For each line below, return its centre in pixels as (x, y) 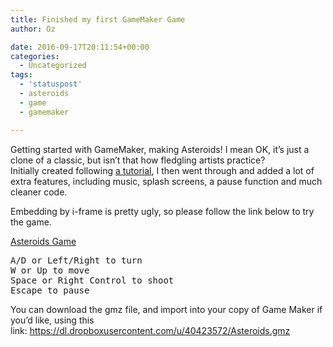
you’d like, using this (52, 320)
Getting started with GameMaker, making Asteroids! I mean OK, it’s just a (160, 149)
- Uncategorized (53, 66)
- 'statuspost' (51, 84)
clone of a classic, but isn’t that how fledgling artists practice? (138, 160)
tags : (21, 75)
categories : (35, 56)
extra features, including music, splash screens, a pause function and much (166, 181)
